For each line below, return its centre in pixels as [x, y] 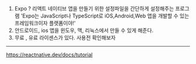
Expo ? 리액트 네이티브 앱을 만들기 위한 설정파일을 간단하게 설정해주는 [94, 8]
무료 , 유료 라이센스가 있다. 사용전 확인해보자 [65, 38]
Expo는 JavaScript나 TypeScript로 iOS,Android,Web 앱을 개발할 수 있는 [106, 16]
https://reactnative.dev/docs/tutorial [49, 55]
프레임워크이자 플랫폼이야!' [45, 23]
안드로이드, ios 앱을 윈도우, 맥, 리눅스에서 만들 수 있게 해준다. [84, 30]
